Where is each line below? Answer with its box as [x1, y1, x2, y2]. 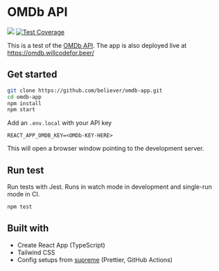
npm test [7, 203, 33, 211]
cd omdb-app [7, 93, 42, 100]
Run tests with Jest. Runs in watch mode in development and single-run [7, 183, 213, 191]
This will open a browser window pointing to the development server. [7, 144, 204, 153]
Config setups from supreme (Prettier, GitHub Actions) [17, 255, 173, 263]
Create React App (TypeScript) [17, 241, 105, 249]
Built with [7, 223, 49, 234]
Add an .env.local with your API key [7, 119, 112, 127]
